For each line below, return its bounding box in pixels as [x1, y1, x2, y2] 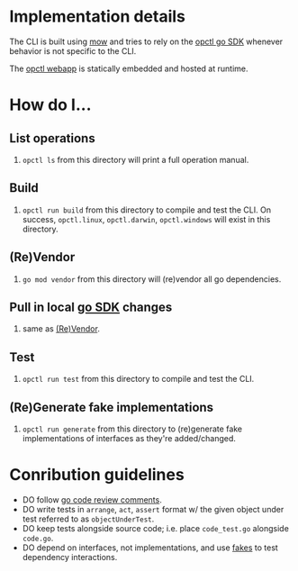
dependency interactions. [22, 551, 118, 562]
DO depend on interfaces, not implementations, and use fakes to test [22, 542, 279, 553]
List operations [9, 131, 96, 146]
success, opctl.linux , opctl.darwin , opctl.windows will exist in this [22, 213, 271, 224]
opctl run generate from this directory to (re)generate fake [22, 423, 243, 434]
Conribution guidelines [9, 465, 185, 485]
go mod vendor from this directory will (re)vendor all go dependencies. [22, 273, 282, 285]
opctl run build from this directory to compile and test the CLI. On [22, 204, 272, 215]
